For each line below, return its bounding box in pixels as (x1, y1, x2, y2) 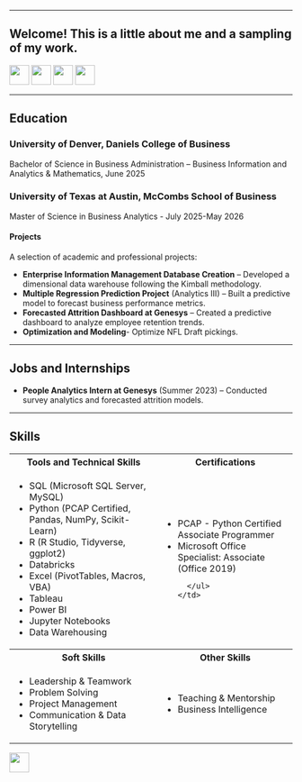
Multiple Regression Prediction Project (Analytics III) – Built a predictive (22, 288, 290, 298)
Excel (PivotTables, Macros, (29, 569, 146, 582)
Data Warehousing (29, 625, 108, 638)
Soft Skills (61, 650, 106, 663)
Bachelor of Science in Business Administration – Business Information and (9, 159, 288, 169)
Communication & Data (29, 708, 127, 721)
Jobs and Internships (9, 361, 130, 377)
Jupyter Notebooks (29, 614, 111, 627)
